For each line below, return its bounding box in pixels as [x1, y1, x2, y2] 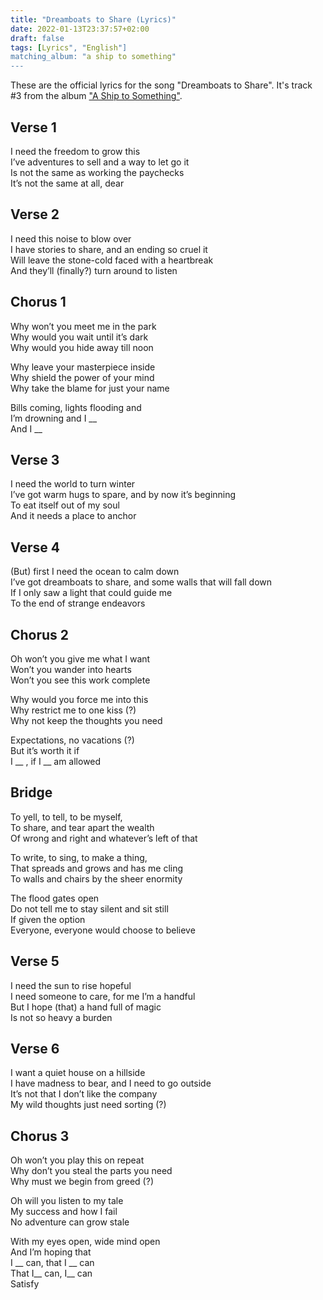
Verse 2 [10, 206, 60, 223]
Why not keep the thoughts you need [10, 715, 163, 726]
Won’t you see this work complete [10, 674, 151, 686]
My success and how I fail [10, 1206, 118, 1218]
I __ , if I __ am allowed [10, 756, 102, 767]
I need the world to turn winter [10, 478, 136, 490]
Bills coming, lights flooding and [10, 401, 142, 413]
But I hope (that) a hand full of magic [10, 1001, 162, 1013]
